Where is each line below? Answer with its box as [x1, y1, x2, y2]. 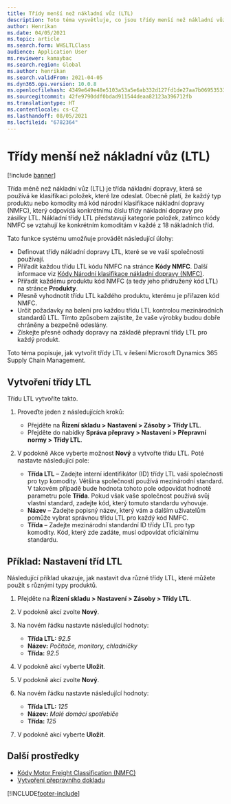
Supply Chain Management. [7, 356, 86, 365]
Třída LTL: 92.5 [27, 635, 71, 643]
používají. [16, 255, 45, 264]
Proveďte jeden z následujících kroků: [16, 408, 124, 416]
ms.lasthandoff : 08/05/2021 [7, 112, 88, 119]
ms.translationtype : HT [7, 100, 76, 107]
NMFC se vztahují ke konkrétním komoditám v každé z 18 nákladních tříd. [7, 221, 214, 229]
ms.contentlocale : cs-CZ [7, 106, 78, 113]
